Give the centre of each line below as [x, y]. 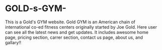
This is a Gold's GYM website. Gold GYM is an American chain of [70, 22]
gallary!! [13, 42]
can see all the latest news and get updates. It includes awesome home [77, 32]
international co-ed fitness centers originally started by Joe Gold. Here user [81, 27]
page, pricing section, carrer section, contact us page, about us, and [74, 37]
